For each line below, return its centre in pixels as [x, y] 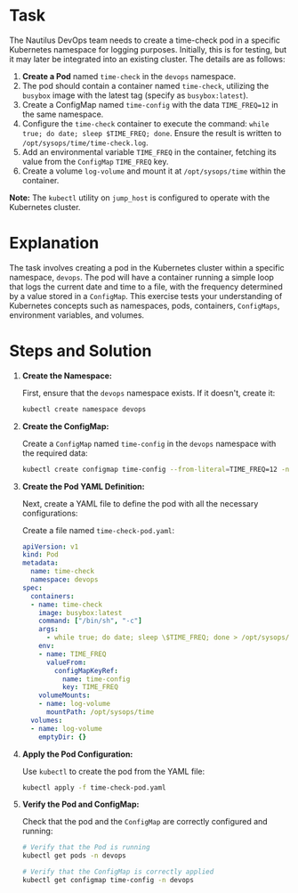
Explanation [54, 244]
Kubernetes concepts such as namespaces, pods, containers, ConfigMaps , [145, 305]
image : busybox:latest [81, 613]
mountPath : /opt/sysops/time [100, 712]
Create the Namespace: [67, 376]
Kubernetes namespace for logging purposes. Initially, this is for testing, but [148, 49]
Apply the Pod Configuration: [77, 754]
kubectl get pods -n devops [74, 856]
